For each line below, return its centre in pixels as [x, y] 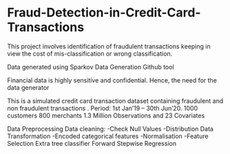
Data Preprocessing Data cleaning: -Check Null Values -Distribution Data [110, 129]
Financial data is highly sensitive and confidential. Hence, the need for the [112, 80]
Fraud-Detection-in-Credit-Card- [104, 13]
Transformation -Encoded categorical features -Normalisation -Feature [108, 136]
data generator [28, 87]
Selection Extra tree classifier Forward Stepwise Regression [92, 143]
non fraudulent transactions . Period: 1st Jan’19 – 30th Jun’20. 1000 [103, 108]
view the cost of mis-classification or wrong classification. [90, 54]
